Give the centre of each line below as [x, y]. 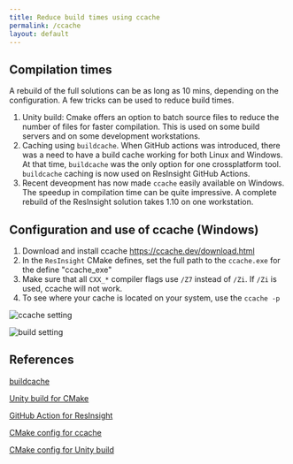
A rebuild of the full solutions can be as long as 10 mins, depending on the [144, 91]
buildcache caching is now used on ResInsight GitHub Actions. [136, 174]
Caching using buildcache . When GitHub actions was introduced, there [151, 146]
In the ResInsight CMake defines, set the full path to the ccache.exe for [151, 260]
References [42, 360]
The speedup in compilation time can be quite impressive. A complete [149, 193]
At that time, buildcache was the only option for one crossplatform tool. [151, 164]
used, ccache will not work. [72, 289]
